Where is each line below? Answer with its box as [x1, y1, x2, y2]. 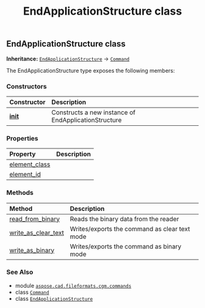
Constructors [6, 82, 47, 90]
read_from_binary [9, 215, 60, 223]
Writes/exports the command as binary [70, 242, 182, 251]
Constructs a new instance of [51, 108, 136, 117]
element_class [9, 160, 51, 169]
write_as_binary [9, 246, 55, 254]
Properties [6, 134, 38, 142]
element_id [9, 170, 41, 178]
